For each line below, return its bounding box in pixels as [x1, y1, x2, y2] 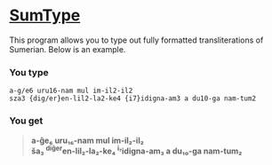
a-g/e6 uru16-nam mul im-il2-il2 [9, 86, 133, 96]
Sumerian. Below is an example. [9, 43, 126, 54]
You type [9, 66, 49, 78]
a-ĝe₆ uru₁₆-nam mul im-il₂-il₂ [30, 135, 144, 145]
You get [9, 114, 44, 127]
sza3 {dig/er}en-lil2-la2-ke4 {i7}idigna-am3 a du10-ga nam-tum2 [9, 94, 256, 103]
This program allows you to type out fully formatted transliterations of [9, 35, 264, 45]
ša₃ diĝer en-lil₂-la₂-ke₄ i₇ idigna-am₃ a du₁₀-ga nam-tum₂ [30, 144, 243, 156]
